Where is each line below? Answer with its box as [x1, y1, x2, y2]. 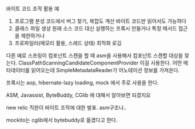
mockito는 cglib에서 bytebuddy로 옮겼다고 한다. [6, 117, 118, 123]
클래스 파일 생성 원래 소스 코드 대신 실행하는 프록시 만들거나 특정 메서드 [14, 25, 177, 32]
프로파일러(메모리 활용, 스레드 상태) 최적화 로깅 [14, 40, 122, 46]
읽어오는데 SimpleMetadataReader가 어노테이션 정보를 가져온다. [31, 67, 180, 73]
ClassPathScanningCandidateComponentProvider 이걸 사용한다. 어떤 [18, 59, 183, 66]
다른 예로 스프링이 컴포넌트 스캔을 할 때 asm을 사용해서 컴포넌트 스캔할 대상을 [6, 52, 183, 59]
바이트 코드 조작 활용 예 [6, 5, 60, 12]
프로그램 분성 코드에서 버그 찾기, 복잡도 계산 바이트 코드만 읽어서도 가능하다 [14, 18, 187, 25]
